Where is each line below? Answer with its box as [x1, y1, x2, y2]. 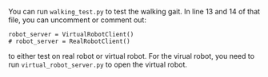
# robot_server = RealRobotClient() [8, 37, 130, 45]
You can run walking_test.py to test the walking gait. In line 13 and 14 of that [8, 7, 261, 16]
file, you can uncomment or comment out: [8, 15, 146, 25]
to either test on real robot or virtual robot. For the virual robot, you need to [8, 52, 254, 60]
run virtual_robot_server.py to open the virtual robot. [8, 60, 188, 69]
